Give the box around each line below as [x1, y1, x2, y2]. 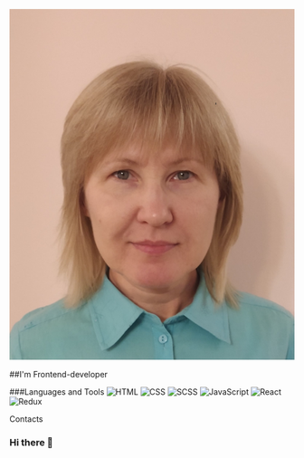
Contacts [9, 414, 43, 425]
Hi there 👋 [9, 436, 54, 449]
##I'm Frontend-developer [9, 369, 109, 380]
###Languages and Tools [9, 386, 105, 397]
